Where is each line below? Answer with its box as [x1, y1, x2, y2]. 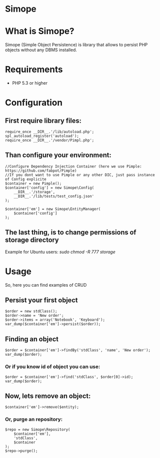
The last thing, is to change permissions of [5, 228, 137, 237]
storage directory [5, 236, 59, 244]
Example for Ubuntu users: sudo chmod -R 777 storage [5, 249, 115, 255]
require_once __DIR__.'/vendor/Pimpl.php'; [5, 138, 95, 143]
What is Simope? [5, 26, 75, 37]
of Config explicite [5, 177, 47, 182]
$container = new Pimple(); [5, 181, 62, 186]
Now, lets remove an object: [5, 392, 91, 400]
